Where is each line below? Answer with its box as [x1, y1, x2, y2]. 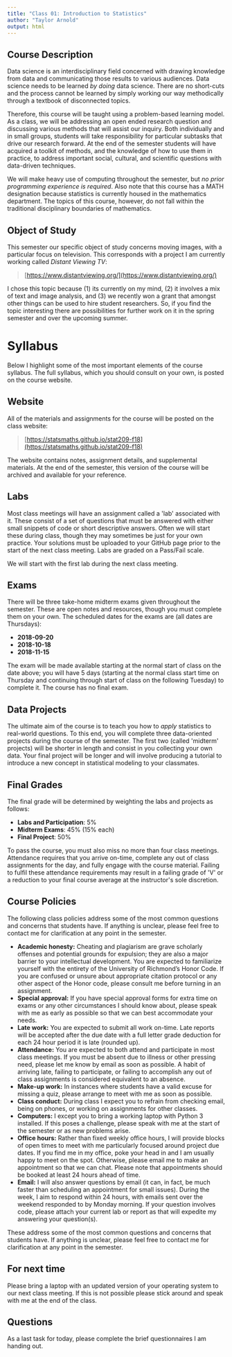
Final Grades [7, 779, 63, 791]
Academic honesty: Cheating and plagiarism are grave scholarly [17, 942, 203, 950]
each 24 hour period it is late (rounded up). [17, 1038, 141, 1047]
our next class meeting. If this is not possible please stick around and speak [7, 1288, 224, 1297]
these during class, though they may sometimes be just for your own [7, 531, 203, 539]
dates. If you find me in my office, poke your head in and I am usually [17, 1148, 215, 1157]
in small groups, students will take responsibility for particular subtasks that [7, 132, 223, 141]
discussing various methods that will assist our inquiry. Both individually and [7, 125, 225, 133]
